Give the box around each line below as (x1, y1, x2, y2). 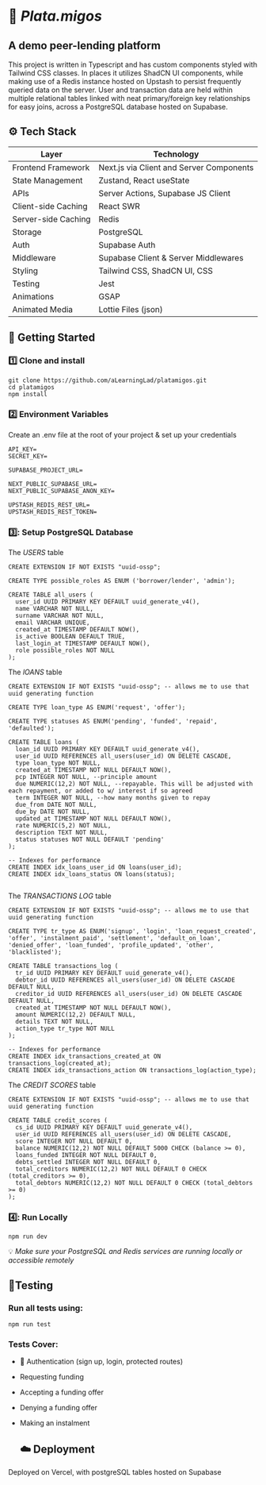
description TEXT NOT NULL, (15, 829, 108, 837)
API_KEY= (8, 445, 37, 453)
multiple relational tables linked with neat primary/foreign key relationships (8, 94, 251, 102)
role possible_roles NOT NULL (15, 646, 115, 654)
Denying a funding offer (19, 1403, 97, 1413)
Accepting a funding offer (19, 1387, 104, 1397)
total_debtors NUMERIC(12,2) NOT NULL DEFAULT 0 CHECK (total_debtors (15, 1179, 253, 1187)
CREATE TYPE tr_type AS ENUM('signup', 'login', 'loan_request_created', (8, 928, 257, 935)
